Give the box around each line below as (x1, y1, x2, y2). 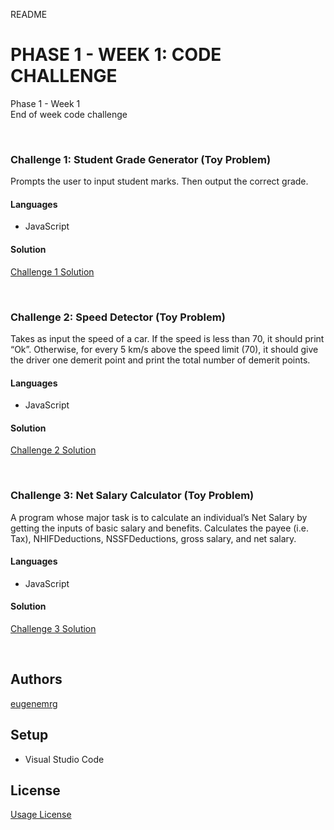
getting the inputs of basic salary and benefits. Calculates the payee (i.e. (10, 522, 309, 534)
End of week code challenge (10, 108, 128, 120)
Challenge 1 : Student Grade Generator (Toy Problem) (10, 152, 272, 166)
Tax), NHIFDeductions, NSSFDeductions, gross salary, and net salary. (10, 532, 297, 544)
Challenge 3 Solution (10, 623, 97, 635)
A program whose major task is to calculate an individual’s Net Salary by (10, 511, 308, 523)
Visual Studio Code (24, 753, 105, 765)
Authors (10, 671, 63, 688)
